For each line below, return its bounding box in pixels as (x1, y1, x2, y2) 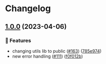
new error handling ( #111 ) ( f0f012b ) (12, 53, 83, 59)
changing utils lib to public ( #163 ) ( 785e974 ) (12, 48, 102, 54)
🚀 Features (5, 37, 31, 44)
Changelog (5, 3, 51, 14)
